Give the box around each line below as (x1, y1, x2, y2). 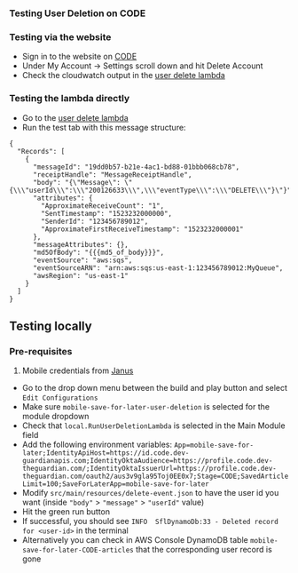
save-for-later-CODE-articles (21, 545, 135, 555)
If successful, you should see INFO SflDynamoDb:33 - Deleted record (21, 516, 279, 527)
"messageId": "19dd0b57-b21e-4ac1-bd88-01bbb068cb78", (32, 163, 240, 171)
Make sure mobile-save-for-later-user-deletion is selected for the (21, 402, 271, 412)
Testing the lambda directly (9, 92, 130, 105)
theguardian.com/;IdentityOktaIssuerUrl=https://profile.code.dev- (21, 465, 277, 474)
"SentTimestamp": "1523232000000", (41, 209, 173, 218)
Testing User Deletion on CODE (9, 7, 146, 20)
